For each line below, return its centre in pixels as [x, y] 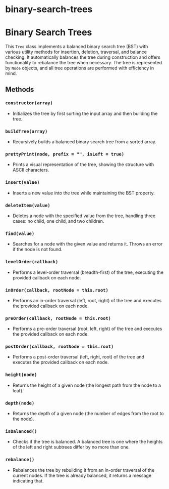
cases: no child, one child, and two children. [58, 221]
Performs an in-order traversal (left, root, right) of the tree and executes [87, 300]
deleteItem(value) [28, 205]
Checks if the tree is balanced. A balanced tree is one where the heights [88, 442]
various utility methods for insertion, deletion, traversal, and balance [76, 52]
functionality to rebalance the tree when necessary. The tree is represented [84, 63]
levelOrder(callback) [32, 262]
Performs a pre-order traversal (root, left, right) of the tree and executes [87, 329]
